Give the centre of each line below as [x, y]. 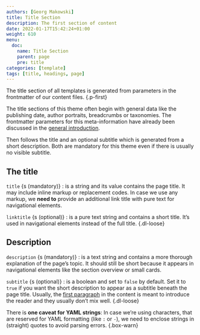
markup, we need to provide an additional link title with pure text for [90, 199]
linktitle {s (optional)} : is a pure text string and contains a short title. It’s [98, 217]
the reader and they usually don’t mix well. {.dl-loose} [73, 301]
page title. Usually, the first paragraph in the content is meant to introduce [98, 294]
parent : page [33, 57]
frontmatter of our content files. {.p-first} [57, 97]
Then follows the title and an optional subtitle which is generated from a [95, 140]
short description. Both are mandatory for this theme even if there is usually [100, 146]
